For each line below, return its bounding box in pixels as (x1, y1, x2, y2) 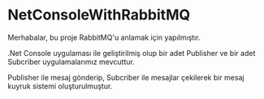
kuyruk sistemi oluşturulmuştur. (7, 81, 113, 91)
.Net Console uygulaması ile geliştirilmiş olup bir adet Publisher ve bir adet (7, 48, 256, 58)
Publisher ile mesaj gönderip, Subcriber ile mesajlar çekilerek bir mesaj (7, 72, 245, 82)
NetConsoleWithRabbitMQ (7, 6, 191, 24)
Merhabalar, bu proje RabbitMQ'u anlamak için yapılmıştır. (7, 32, 201, 42)
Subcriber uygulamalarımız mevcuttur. (7, 57, 135, 67)
